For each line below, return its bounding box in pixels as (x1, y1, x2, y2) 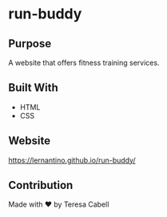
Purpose (8, 37, 52, 50)
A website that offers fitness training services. (8, 58, 160, 67)
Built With (8, 81, 58, 94)
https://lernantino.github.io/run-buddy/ (8, 155, 136, 165)
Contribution (8, 179, 74, 192)
